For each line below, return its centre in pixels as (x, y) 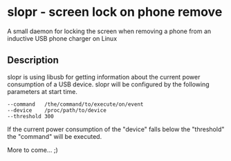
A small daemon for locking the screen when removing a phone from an (109, 31)
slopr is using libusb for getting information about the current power (104, 77)
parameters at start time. (43, 91)
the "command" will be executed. (55, 136)
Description (33, 60)
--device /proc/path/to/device (57, 110)
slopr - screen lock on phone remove (115, 12)
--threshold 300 (30, 116)
